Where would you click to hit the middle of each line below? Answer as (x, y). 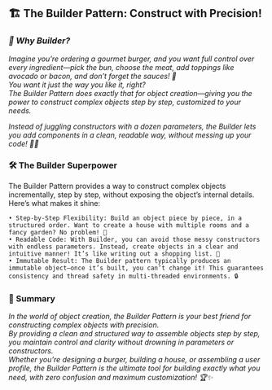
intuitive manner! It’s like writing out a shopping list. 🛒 (114, 254)
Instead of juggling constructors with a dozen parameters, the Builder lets (132, 126)
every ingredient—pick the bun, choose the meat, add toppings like (121, 67)
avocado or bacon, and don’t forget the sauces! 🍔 (92, 76)
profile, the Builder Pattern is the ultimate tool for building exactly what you (134, 368)
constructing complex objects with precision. (84, 325)
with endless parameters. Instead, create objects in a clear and (123, 247)
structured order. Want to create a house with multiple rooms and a (129, 225)
